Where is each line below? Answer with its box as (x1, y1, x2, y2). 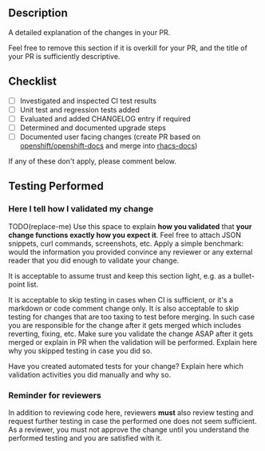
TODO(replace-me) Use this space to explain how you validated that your (8, 221, 252, 231)
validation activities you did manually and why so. (8, 370, 172, 379)
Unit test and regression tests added (19, 105, 140, 114)
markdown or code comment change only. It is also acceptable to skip (8, 303, 239, 313)
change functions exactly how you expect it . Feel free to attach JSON (8, 230, 242, 239)
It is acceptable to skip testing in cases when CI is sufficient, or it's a (8, 295, 234, 304)
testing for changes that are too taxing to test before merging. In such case (8, 311, 255, 322)
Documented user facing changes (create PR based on (19, 132, 201, 141)
